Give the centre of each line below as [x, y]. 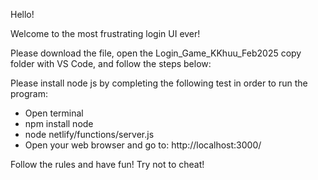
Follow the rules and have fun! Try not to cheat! [107, 164]
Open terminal [54, 113]
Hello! [22, 14]
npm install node [59, 123]
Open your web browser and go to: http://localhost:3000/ [143, 145]
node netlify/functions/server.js [89, 134]
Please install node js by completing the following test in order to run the [159, 83]
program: [29, 93]
